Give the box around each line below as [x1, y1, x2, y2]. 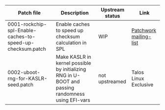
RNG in [55, 72, 72, 78]
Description [60, 9, 89, 16]
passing [55, 84, 75, 91]
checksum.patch [7, 45, 46, 52]
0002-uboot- [7, 69, 40, 75]
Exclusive [131, 81, 154, 88]
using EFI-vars [55, 97, 90, 103]
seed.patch [7, 81, 33, 88]
